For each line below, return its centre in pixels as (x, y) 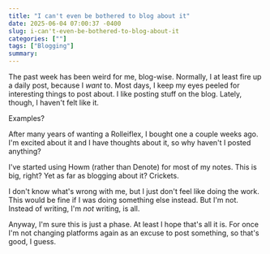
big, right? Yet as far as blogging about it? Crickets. (94, 176)
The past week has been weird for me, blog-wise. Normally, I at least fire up (135, 77)
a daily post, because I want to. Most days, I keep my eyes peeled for (124, 85)
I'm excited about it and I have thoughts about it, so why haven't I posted (130, 142)
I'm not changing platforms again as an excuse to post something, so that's (134, 233)
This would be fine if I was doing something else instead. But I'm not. (124, 200)
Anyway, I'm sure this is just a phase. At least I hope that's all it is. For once (134, 224)
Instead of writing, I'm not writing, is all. (74, 209)
